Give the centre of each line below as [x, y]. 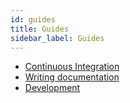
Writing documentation [72, 77]
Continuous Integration [72, 67]
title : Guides [40, 29]
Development [52, 88]
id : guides [33, 19]
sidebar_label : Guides [57, 38]
